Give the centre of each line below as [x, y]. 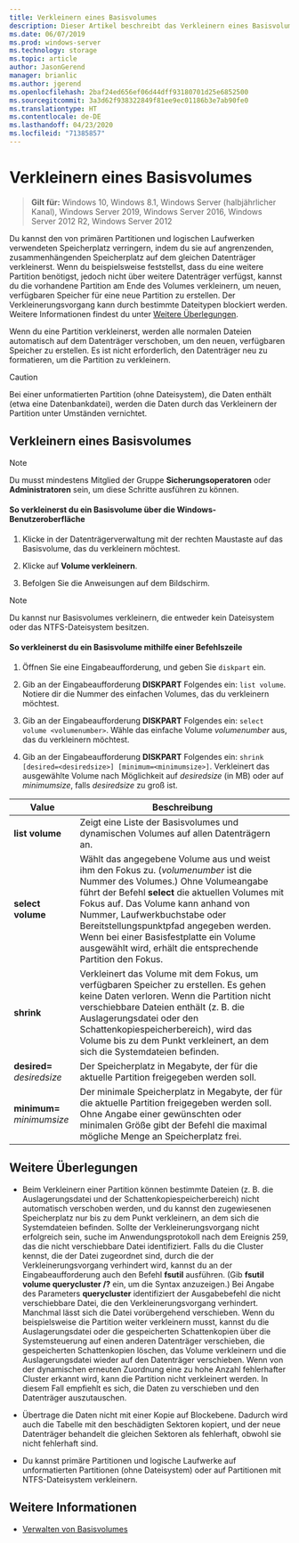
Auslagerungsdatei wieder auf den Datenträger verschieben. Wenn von [153, 1359]
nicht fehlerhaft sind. [60, 1443]
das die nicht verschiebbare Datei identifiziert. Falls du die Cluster [143, 1246]
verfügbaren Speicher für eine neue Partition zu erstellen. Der [122, 295]
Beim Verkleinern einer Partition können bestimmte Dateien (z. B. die [148, 1189]
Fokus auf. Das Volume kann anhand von [165, 903]
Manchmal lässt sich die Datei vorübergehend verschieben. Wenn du [148, 1312]
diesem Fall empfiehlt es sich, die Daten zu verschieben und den [141, 1388]
